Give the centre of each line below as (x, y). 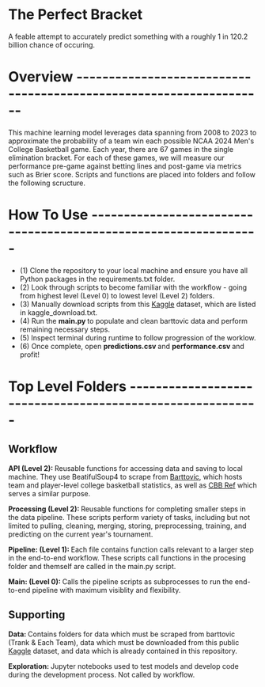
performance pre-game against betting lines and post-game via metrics (125, 166)
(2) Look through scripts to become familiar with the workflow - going (133, 287)
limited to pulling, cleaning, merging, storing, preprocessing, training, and (127, 526)
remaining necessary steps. (65, 329)
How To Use (48, 215)
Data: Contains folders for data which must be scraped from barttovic (122, 634)
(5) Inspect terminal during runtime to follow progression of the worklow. (138, 337)
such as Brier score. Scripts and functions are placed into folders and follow (132, 174)
